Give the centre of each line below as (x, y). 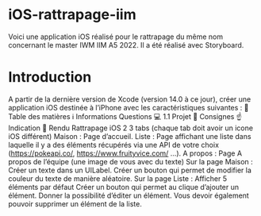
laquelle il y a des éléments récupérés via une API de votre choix (114, 145)
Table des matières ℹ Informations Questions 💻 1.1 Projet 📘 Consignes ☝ (125, 116)
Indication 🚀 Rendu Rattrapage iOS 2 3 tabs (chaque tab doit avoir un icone (131, 128)
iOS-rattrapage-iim (72, 15)
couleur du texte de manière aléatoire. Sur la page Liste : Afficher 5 (118, 178)
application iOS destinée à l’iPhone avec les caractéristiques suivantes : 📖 (129, 107)
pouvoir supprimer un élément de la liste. (75, 203)
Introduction (50, 77)
